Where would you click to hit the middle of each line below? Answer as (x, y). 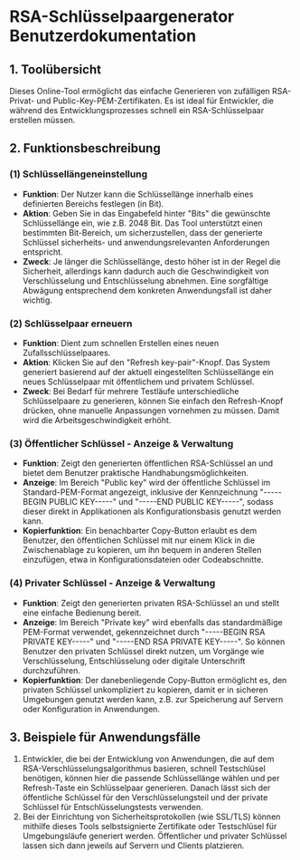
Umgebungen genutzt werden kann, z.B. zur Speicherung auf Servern (153, 699)
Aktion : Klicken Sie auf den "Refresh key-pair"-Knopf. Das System (146, 362)
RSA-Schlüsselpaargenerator (122, 17)
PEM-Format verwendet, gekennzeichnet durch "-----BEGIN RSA (144, 632)
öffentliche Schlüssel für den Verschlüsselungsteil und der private (145, 797)
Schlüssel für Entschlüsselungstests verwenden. (112, 807)
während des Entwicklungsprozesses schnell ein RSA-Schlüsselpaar (137, 110)
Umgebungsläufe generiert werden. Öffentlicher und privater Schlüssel (155, 836)
